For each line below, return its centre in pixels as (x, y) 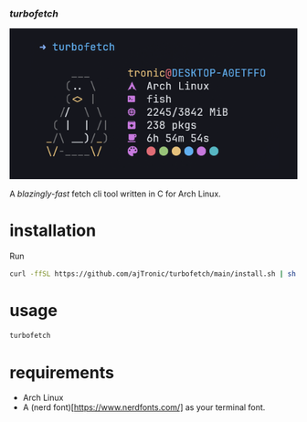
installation (53, 230)
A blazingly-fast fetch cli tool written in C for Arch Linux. (115, 194)
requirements (62, 372)
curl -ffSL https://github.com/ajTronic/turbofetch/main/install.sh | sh (153, 274)
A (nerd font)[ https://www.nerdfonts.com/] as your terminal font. (144, 407)
